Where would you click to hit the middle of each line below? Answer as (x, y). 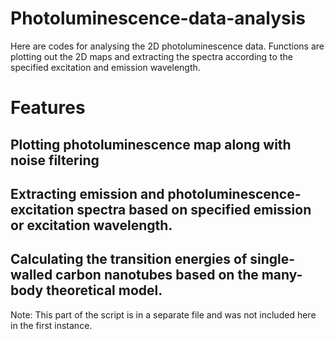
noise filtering (55, 160)
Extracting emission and (87, 193)
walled (31, 275)
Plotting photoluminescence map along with (151, 144)
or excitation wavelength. (91, 225)
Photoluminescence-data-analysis (158, 18)
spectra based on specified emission (194, 209)
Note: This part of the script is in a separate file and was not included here (163, 314)
